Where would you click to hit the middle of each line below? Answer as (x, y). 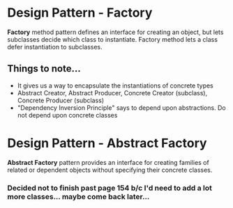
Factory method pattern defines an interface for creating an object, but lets (115, 32)
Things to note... (44, 69)
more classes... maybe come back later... (78, 196)
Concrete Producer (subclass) (61, 100)
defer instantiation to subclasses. (55, 47)
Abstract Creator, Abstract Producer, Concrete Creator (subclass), (112, 93)
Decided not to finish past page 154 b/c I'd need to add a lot (110, 188)
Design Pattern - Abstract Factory (107, 143)
